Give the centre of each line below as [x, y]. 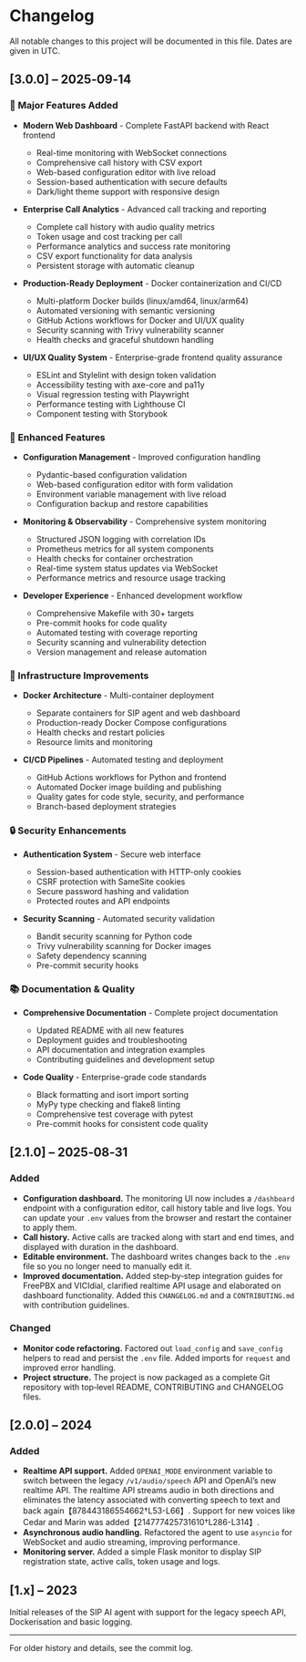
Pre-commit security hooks [87, 965]
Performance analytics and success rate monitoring [133, 246]
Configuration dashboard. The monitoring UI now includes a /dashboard [158, 1198]
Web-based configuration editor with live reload [126, 172]
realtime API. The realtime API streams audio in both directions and [148, 1491]
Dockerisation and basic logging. [71, 1622]
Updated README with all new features [110, 1030]
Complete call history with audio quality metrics [126, 227]
